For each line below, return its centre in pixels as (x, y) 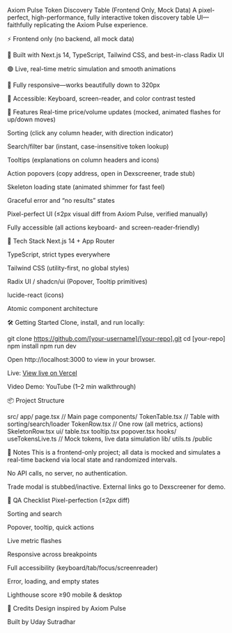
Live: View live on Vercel (42, 373)
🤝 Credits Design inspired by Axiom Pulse (67, 608)
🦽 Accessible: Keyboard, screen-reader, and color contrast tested (101, 98)
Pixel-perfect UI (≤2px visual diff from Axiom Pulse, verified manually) (108, 214)
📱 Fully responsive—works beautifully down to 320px (84, 85)
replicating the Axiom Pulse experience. (91, 25)
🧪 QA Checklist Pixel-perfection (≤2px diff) (69, 500)
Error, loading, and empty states (53, 581)
